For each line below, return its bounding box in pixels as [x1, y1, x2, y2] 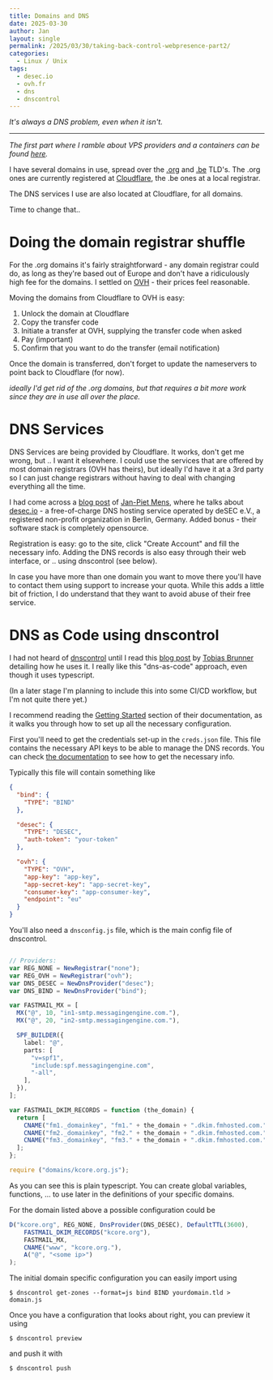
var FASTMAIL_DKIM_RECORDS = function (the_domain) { [9, 1106, 195, 1114]
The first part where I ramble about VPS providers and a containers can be [9, 140, 260, 150]
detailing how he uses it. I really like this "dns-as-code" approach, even [9, 662, 248, 672]
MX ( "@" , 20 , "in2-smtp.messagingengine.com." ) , [16, 1017, 181, 1025]
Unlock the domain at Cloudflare [20, 309, 130, 319]
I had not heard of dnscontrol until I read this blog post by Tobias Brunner [9, 653, 254, 663]
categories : [9, 49, 49, 58]
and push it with [9, 1348, 63, 1359]
